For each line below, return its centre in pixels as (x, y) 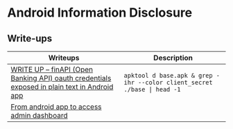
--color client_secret (175, 82)
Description (173, 58)
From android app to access (56, 107)
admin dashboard (39, 115)
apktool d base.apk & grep (168, 75)
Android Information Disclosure (100, 13)
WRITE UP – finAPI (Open (52, 69)
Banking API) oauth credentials (61, 78)
